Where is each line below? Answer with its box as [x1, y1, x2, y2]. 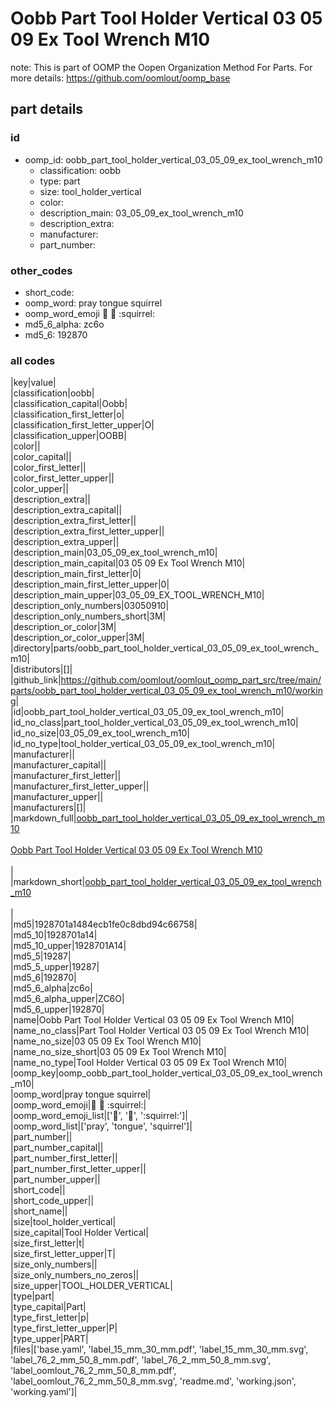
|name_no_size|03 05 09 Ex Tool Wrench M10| [10, 1035, 202, 1047]
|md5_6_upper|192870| [10, 1003, 105, 1016]
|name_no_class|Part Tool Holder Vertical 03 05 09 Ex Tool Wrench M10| [10, 1025, 310, 1037]
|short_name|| [10, 1205, 68, 1217]
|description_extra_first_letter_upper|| [10, 525, 165, 537]
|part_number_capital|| [10, 1142, 104, 1154]
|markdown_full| [10, 812, 77, 824]
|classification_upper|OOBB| [10, 430, 127, 442]
